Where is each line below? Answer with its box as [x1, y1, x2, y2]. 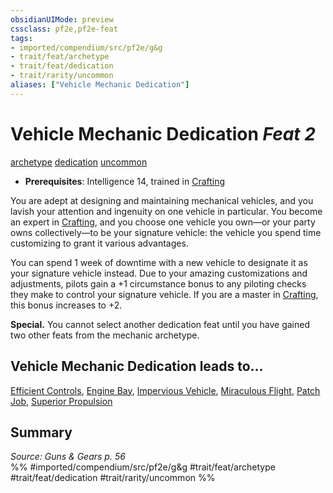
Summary [10, 424, 73, 441]
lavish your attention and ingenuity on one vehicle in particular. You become [10, 205, 323, 217]
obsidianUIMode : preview [10, 14, 114, 25]
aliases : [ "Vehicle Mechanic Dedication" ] [10, 80, 190, 90]
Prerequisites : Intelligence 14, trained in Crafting [24, 175, 226, 187]
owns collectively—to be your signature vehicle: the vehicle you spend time [10, 226, 322, 238]
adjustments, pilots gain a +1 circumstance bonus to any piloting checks [10, 277, 307, 290]
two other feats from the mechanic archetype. [10, 329, 200, 341]
